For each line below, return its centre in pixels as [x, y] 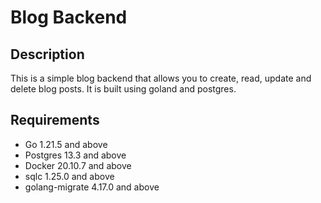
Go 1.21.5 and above [66, 144]
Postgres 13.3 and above [75, 155]
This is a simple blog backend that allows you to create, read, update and [161, 78]
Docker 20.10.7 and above [78, 165]
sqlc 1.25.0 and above [69, 176]
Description [47, 54]
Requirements [55, 120]
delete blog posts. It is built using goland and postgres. [123, 89]
